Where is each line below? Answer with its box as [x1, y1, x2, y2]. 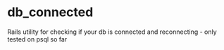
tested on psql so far [7, 35, 68, 43]
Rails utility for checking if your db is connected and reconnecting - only [7, 27, 217, 36]
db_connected [7, 4, 94, 20]
